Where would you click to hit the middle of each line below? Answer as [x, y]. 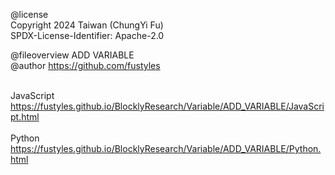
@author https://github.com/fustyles [85, 65]
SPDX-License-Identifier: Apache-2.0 [87, 35]
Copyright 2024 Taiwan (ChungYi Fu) [87, 25]
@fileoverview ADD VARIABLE [72, 55]
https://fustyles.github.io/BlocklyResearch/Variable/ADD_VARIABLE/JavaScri [167, 106]
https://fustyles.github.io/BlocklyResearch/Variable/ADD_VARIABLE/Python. [166, 148]
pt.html [25, 117]
